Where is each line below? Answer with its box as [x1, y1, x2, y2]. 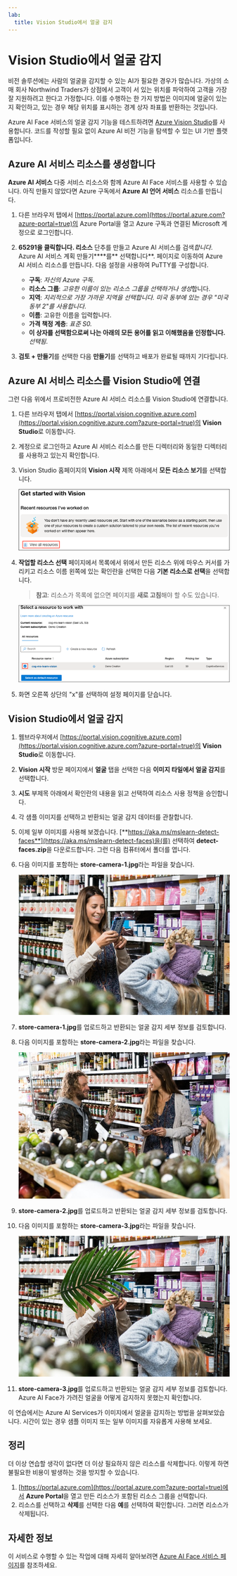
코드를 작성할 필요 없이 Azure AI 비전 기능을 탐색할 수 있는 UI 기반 [34, 127, 215, 135]
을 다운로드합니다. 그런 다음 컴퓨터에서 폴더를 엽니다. [46, 845, 191, 854]
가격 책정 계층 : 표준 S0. [28, 320, 92, 328]
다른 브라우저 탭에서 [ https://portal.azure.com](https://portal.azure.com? [18, 211, 226, 219]
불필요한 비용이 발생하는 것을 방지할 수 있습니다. [8, 1468, 140, 1477]
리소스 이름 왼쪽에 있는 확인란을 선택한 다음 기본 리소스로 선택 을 [37, 567, 212, 575]
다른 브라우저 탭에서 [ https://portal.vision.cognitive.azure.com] [18, 410, 197, 418]
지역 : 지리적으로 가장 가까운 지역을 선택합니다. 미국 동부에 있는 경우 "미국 [28, 293, 229, 302]
